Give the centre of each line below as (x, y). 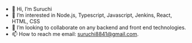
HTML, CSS (26, 21)
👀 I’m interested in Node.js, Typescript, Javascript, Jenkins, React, (92, 15)
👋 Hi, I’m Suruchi (32, 9)
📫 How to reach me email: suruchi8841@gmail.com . (75, 34)
